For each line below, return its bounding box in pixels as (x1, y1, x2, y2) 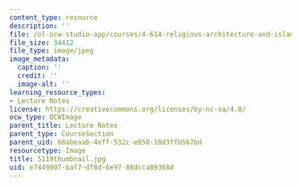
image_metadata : (9, 55, 70, 63)
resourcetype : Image (9, 146, 87, 155)
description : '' (9, 21, 70, 30)
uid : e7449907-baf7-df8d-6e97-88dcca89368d (9, 163, 175, 172)
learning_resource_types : (9, 88, 106, 97)
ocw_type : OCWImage (9, 113, 82, 122)
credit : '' (17, 72, 58, 80)
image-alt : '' (17, 80, 70, 89)
